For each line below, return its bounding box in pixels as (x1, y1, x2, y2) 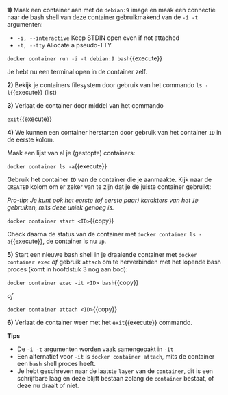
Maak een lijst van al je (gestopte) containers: (7, 149, 136, 157)
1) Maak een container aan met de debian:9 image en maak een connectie (7, 6, 216, 14)
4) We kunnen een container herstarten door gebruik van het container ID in (7, 128, 222, 136)
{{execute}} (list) (10, 89, 57, 96)
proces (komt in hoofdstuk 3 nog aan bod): (7, 265, 128, 273)
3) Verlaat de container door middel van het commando (7, 102, 164, 109)
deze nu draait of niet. (16, 381, 79, 390)
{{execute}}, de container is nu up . (10, 237, 107, 245)
